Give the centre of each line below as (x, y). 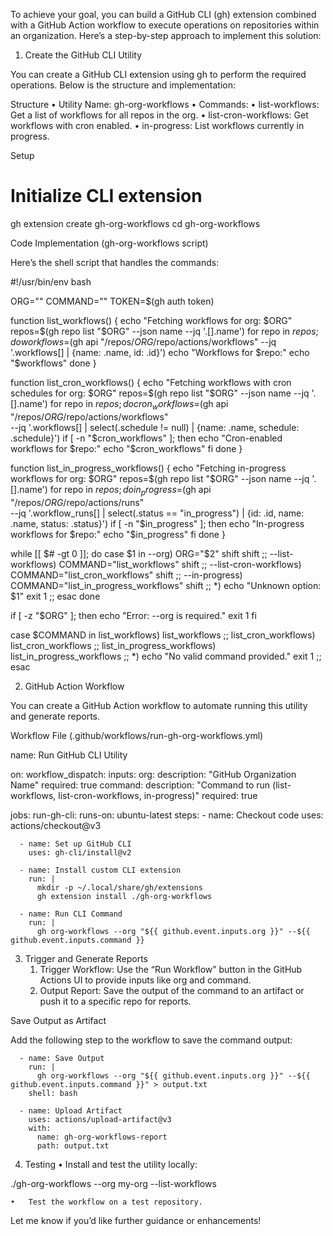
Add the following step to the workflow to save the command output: (151, 1040)
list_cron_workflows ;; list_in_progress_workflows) (113, 645)
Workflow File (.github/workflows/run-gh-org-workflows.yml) (137, 735)
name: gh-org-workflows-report (102, 1137)
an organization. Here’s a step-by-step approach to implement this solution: (166, 35)
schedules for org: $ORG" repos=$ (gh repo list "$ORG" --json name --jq (160, 393)
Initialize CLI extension (106, 196)
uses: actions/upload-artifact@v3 (100, 1119)
